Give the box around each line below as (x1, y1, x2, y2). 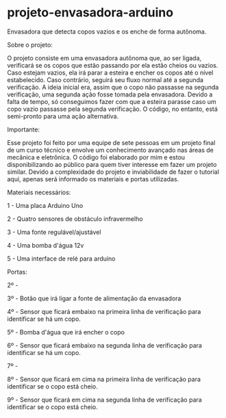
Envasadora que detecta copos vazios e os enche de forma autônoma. (7, 27, 207, 36)
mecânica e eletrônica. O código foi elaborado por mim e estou (7, 153, 186, 161)
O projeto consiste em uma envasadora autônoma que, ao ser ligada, (7, 53, 202, 62)
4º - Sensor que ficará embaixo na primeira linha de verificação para (7, 307, 201, 315)
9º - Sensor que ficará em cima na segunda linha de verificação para (7, 395, 202, 404)
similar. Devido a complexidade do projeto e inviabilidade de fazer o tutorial (7, 168, 219, 176)
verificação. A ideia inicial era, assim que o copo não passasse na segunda (7, 83, 219, 91)
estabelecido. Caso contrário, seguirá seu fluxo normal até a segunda (7, 75, 204, 83)
